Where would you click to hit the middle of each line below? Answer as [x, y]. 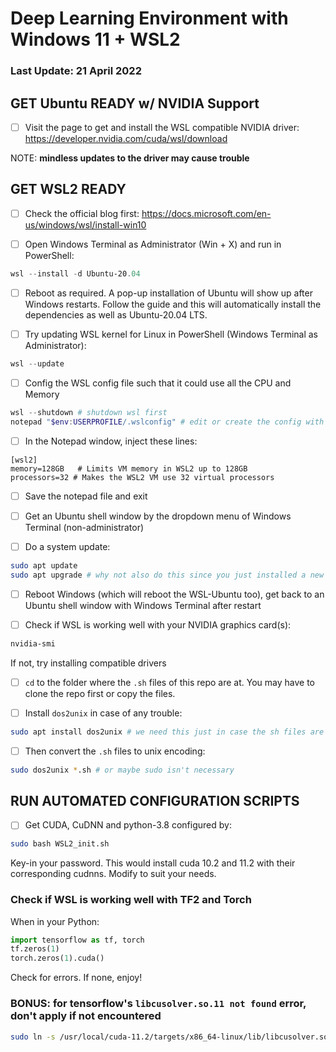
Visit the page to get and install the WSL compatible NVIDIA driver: [162, 127]
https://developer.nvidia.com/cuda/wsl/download [126, 138]
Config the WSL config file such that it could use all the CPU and [158, 383]
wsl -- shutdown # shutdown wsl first [89, 412]
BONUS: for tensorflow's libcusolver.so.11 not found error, [158, 1004]
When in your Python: [55, 921]
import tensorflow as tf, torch [77, 940]
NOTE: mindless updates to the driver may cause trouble [130, 158]
